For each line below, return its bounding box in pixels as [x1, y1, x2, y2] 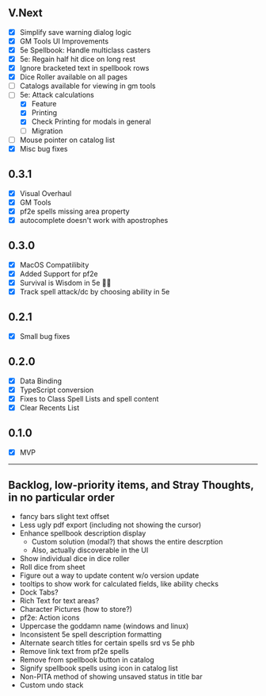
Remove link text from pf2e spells [19, 647, 129, 656]
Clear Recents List [19, 402, 80, 412]
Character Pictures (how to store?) [19, 605, 133, 614]
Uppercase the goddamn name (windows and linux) [19, 621, 189, 631]
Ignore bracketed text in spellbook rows [19, 63, 150, 73]
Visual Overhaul [19, 188, 72, 198]
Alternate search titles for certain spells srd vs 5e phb [19, 638, 196, 648]
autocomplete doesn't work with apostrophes [19, 215, 169, 225]
